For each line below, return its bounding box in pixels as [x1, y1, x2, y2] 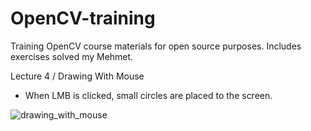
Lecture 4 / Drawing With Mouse [10, 70, 145, 82]
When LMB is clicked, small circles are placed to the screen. [24, 89, 273, 101]
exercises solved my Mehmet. [10, 50, 134, 62]
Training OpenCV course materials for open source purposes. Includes [10, 40, 302, 52]
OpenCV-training [10, 7, 156, 30]
